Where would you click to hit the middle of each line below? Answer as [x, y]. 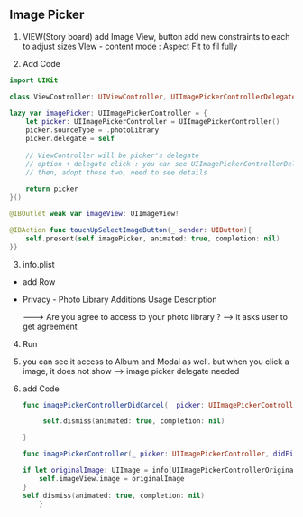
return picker [52, 189]
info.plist [38, 264]
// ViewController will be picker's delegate [113, 155]
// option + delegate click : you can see [106, 164]
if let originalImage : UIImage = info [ [97, 470]
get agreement [50, 326]
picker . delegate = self [70, 139]
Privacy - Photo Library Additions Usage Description [119, 299]
